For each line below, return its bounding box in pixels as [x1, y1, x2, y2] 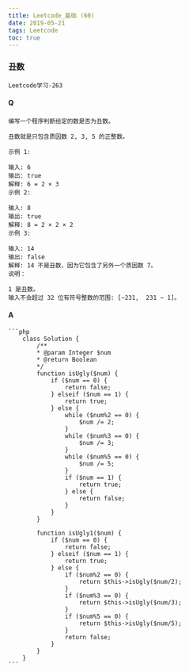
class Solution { [22, 335, 80, 343]
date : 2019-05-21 [8, 19, 66, 27]
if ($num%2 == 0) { [64, 570, 129, 579]
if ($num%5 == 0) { [64, 612, 129, 620]
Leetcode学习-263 [8, 81, 63, 90]
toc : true [8, 33, 41, 42]
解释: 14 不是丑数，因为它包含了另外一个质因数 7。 [8, 261, 157, 270]
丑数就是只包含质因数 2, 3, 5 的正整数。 [8, 132, 129, 140]
